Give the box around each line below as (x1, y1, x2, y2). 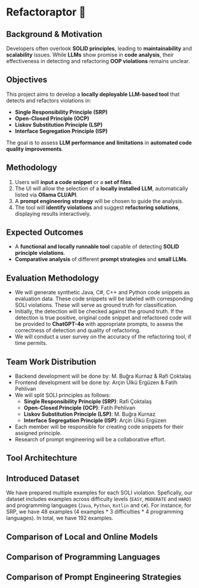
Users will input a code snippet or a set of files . (14, 178, 133, 185)
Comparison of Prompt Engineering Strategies (6, 572, 182, 583)
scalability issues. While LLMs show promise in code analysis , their (6, 51, 174, 58)
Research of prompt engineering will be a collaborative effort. (14, 436, 166, 443)
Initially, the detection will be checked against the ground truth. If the (14, 308, 184, 315)
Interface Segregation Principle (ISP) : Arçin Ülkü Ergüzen (23, 417, 167, 424)
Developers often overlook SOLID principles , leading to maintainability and (6, 45, 192, 52)
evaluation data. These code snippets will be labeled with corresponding (14, 295, 193, 303)
